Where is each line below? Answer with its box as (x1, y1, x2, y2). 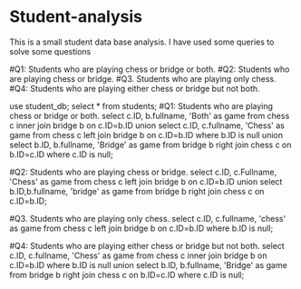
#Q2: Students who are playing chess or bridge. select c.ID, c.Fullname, (9, 166, 277, 177)
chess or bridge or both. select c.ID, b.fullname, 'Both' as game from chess (9, 110, 290, 121)
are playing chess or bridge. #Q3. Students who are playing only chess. (9, 73, 277, 84)
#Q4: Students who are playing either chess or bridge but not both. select (9, 240, 286, 251)
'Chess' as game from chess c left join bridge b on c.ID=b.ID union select (9, 175, 283, 187)
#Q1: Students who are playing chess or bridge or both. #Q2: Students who (9, 64, 290, 75)
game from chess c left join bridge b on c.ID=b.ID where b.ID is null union (9, 129, 284, 140)
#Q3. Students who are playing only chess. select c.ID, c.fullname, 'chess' (9, 213, 286, 224)
